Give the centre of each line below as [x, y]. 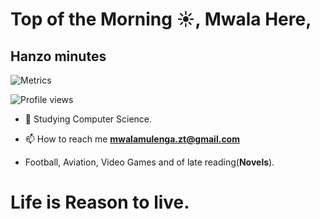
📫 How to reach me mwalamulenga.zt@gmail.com [132, 139]
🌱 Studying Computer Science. [88, 119]
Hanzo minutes [58, 56]
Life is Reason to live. [100, 202]
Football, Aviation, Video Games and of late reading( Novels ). [149, 162]
